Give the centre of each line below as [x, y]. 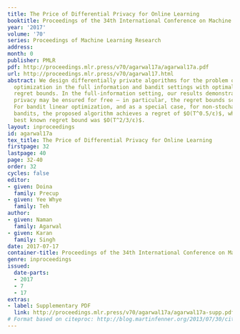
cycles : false [29, 173]
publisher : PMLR [31, 61]
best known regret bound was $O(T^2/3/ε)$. [79, 120]
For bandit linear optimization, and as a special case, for [107, 107]
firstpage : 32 [29, 147]
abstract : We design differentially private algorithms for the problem [118, 80]
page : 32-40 [25, 160]
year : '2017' [27, 27]
